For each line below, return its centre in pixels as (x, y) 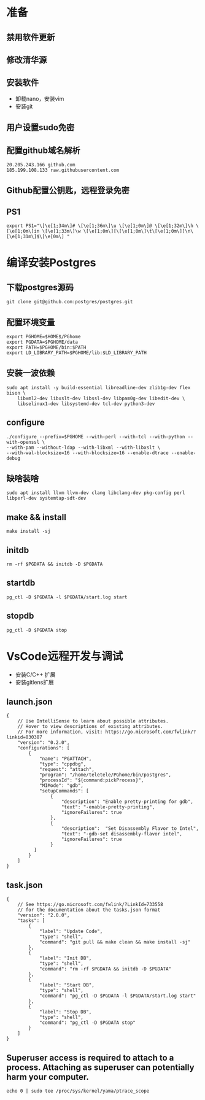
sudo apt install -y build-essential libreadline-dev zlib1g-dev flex (99, 387)
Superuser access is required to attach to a (90, 1057)
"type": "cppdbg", (63, 764)
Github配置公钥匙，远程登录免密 (68, 191)
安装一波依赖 (31, 373)
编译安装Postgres (51, 263)
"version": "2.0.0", (44, 915)
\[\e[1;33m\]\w (61, 231)
